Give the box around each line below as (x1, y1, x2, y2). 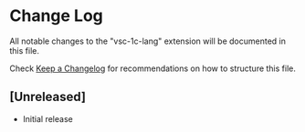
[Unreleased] (9, 89, 87, 105)
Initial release (22, 113, 73, 124)
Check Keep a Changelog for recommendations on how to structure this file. (9, 63, 297, 74)
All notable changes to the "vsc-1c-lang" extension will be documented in (9, 36, 286, 46)
